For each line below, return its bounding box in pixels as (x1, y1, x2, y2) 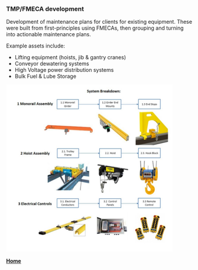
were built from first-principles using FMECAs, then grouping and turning (6, 24, 184, 31)
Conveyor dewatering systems (14, 60, 90, 67)
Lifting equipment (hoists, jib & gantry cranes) (14, 54, 126, 61)
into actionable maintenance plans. (6, 31, 92, 38)
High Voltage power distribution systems (14, 66, 114, 74)
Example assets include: (6, 42, 65, 49)
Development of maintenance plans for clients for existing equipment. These (6, 18, 193, 26)
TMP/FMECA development (6, 5, 85, 13)
